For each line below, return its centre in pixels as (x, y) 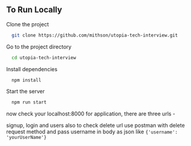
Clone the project (28, 24)
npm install (27, 80)
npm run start (29, 102)
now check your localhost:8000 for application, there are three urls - (91, 114)
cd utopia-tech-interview (44, 57)
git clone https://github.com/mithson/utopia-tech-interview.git (95, 35)
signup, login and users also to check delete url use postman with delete (95, 126)
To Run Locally (34, 10)
